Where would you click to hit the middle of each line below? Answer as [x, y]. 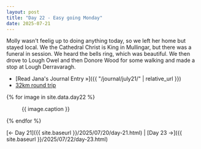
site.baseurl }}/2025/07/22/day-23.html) [57, 139]
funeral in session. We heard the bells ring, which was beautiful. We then [98, 54]
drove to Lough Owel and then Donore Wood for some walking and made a [100, 60]
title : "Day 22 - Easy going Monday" [55, 18]
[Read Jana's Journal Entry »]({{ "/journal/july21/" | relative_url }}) [98, 79]
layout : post [23, 12]
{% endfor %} [24, 121]
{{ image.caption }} [46, 109]
